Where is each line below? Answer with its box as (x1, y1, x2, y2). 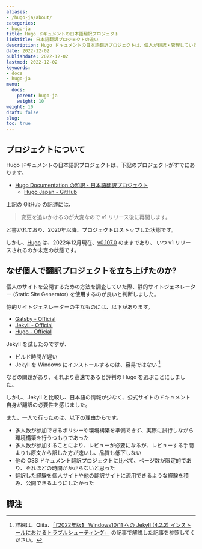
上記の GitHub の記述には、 (6, 201, 74, 208)
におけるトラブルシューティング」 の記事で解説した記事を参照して (25, 529, 191, 536)
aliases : (6, 8, 28, 15)
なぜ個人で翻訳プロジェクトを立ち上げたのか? (6, 265, 177, 276)
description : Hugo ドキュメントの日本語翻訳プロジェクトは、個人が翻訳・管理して (6, 43, 189, 49)
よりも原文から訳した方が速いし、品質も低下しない (14, 449, 142, 456)
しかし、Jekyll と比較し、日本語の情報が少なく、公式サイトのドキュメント (6, 394, 191, 401)
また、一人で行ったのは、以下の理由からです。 (6, 414, 122, 421)
